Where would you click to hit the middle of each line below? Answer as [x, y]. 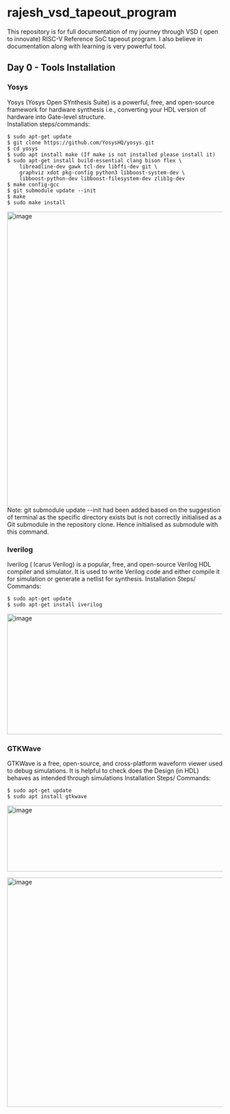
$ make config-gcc [33, 184]
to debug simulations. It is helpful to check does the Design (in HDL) [103, 771]
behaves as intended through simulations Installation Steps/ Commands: [109, 778]
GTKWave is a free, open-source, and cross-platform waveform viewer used [115, 764]
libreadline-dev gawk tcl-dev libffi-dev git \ [88, 166]
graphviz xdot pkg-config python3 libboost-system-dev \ [102, 173]
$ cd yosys [23, 149]
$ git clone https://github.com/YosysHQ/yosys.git [81, 143]
